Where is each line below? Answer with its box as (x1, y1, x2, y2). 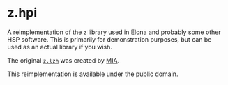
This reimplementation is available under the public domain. (7, 70, 178, 78)
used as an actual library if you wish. (7, 42, 113, 51)
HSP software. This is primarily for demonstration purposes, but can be (7, 35, 212, 43)
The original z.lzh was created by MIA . (7, 56, 120, 64)
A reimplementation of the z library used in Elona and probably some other (7, 28, 221, 36)
